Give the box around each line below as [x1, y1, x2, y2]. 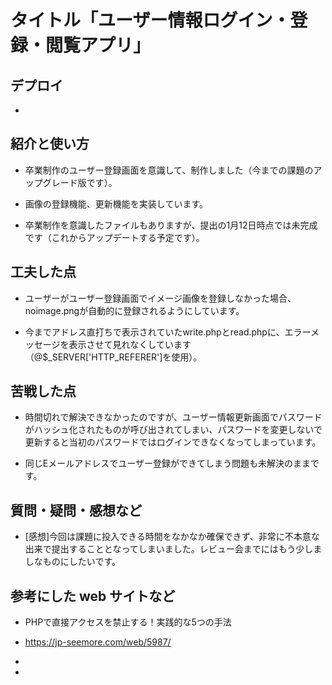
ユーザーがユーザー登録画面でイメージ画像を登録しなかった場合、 [24, 292, 297, 304]
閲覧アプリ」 [45, 34, 152, 57]
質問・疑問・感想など [10, 502, 142, 519]
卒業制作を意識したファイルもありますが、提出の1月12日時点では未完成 [24, 219, 318, 231]
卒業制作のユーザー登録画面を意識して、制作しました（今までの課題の [24, 164, 314, 176]
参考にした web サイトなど [10, 587, 176, 605]
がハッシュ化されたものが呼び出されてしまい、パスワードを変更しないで [24, 424, 323, 436]
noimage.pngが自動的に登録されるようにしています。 [24, 304, 245, 316]
